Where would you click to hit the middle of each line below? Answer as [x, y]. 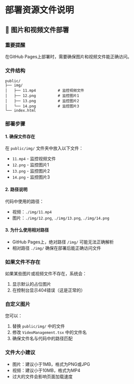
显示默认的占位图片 [32, 284]
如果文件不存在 [23, 262]
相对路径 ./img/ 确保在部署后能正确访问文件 [57, 248]
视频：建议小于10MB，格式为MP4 [46, 370]
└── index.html [21, 111]
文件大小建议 [20, 353]
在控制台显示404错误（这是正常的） [49, 290]
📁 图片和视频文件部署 [37, 30]
